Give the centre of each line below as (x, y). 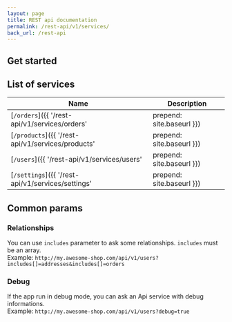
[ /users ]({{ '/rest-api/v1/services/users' (77, 160)
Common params (45, 208)
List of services (41, 85)
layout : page (26, 13)
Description (187, 104)
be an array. (24, 250)
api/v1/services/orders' (49, 124)
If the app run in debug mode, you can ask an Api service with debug (105, 296)
